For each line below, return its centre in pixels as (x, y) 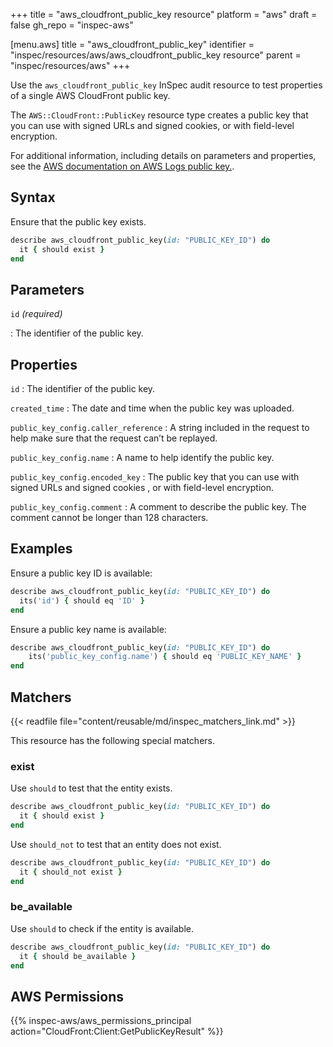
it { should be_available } (78, 956)
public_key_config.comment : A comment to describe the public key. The (158, 507)
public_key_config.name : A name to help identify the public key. (142, 458)
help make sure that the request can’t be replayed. (114, 438)
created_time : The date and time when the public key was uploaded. (152, 408)
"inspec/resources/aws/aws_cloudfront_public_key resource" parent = (156, 55)
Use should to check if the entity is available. (102, 928)
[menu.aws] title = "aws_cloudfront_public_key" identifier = (132, 44)
